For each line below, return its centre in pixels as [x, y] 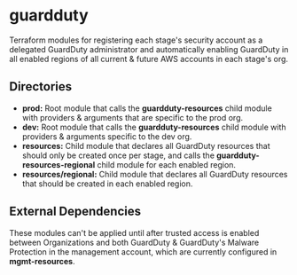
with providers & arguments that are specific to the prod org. [133, 117]
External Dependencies [75, 212]
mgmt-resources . [42, 261]
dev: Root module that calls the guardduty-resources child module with [154, 127]
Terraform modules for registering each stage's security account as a [136, 40]
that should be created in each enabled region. [107, 184]
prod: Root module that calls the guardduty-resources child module [147, 108]
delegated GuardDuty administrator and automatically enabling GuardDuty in [149, 49]
